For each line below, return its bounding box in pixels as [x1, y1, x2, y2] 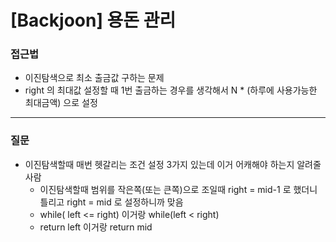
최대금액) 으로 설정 [24, 97, 98, 109]
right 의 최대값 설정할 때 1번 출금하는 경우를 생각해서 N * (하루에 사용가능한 [24, 84, 318, 96]
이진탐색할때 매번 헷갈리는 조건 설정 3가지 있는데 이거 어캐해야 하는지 [24, 158, 295, 170]
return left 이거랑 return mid [39, 221, 153, 233]
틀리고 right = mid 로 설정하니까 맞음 [39, 196, 184, 208]
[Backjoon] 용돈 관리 [10, 9, 177, 32]
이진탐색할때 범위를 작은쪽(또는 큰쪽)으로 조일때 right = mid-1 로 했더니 [39, 183, 318, 195]
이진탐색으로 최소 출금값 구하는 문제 [24, 72, 165, 84]
